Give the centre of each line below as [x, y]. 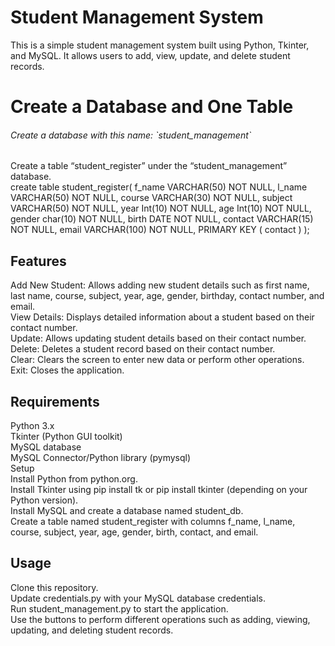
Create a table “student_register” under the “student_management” [149, 166]
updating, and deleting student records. [92, 630]
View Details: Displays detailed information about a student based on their [162, 317]
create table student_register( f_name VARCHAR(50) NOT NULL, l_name [159, 187]
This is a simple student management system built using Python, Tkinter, [160, 45]
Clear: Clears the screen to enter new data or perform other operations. [157, 360]
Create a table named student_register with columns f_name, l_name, [153, 521]
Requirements [55, 401]
